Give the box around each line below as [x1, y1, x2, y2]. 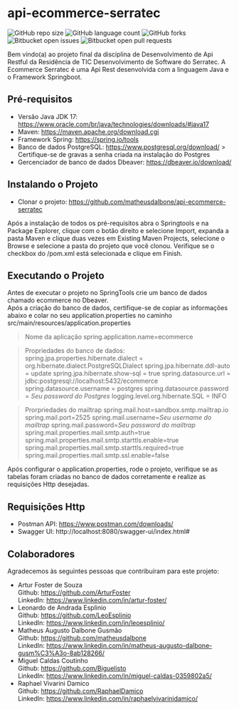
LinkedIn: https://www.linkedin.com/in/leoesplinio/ [17, 619, 165, 627]
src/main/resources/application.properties [7, 319, 132, 327]
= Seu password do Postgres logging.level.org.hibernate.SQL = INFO [24, 392, 227, 401]
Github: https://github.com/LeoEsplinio [17, 611, 132, 619]
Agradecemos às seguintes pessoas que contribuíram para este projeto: [7, 567, 219, 575]
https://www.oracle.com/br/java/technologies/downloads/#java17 [17, 120, 210, 128]
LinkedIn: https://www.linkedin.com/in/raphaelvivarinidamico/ [17, 694, 198, 703]
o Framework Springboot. [7, 73, 83, 81]
